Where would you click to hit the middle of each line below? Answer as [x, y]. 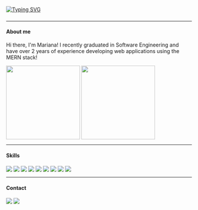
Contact [16, 188]
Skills [13, 155]
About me [19, 32]
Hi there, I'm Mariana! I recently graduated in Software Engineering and [93, 45]
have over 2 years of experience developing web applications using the [93, 51]
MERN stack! [22, 58]
